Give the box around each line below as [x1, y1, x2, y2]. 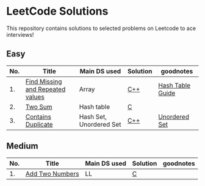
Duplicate [25, 120, 53, 128]
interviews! [6, 31, 34, 38]
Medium [6, 141, 38, 151]
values [25, 92, 45, 101]
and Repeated [25, 84, 66, 93]
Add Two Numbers [25, 169, 79, 178]
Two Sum [25, 102, 53, 111]
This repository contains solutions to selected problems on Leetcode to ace [6, 24, 196, 32]
